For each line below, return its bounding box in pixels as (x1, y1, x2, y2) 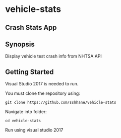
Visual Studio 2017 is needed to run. (5, 81, 79, 87)
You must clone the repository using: (5, 90, 80, 96)
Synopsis (5, 40, 35, 48)
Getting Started (5, 68, 54, 76)
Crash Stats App (5, 23, 57, 32)
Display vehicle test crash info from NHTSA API (5, 53, 102, 59)
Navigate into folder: (5, 109, 47, 115)
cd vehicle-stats (5, 118, 41, 124)
